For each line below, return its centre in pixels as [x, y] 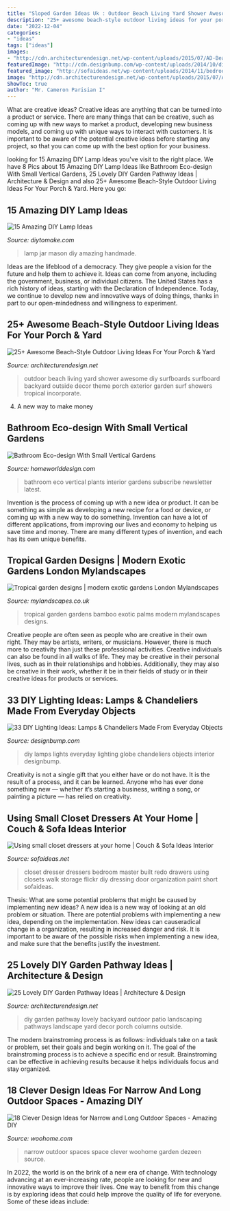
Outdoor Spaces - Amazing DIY [75, 1102]
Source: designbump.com [43, 741]
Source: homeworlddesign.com [51, 468]
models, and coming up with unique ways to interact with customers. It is [110, 132]
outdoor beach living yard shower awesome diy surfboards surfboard [122, 378]
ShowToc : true [27, 84]
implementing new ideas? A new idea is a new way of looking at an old [107, 907]
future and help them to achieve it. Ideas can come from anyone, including [112, 274]
